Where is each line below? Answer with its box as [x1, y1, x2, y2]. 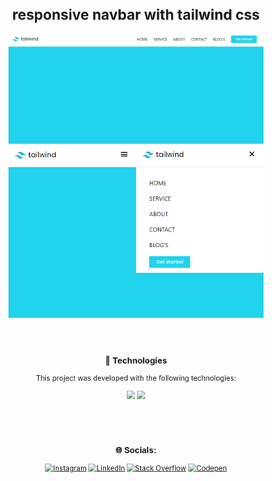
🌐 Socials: [115, 445, 157, 456]
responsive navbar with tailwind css [11, 6, 261, 24]
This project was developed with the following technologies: [36, 373, 236, 383]
